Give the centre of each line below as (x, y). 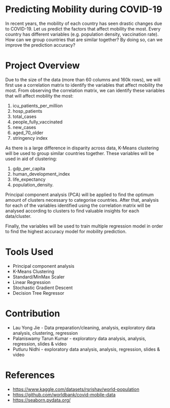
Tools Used (29, 252)
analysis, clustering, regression (45, 333)
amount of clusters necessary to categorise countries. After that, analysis (82, 200)
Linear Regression (31, 282)
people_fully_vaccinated (38, 122)
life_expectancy (29, 179)
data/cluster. (19, 216)
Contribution (33, 313)
